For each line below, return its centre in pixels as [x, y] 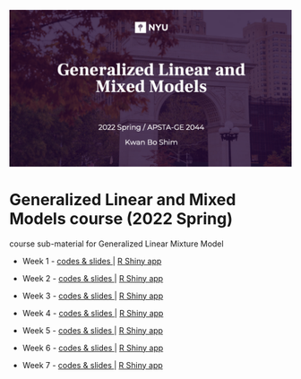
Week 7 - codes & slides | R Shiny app [92, 365]
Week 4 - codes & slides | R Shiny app [93, 313]
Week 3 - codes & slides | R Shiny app [93, 296]
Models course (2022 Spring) [121, 218]
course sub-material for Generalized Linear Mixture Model [116, 244]
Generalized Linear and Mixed [123, 199]
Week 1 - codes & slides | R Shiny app [92, 261]
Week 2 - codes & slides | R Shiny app [93, 278]
